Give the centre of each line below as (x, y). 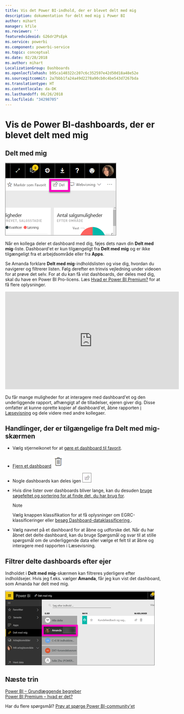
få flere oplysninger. (26, 285)
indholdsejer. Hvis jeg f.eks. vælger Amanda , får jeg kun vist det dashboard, (83, 579)
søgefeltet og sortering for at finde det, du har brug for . (69, 496)
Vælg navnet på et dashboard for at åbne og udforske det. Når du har (83, 530)
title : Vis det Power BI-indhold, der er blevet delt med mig (71, 10)
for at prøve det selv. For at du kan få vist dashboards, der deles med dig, (80, 274)
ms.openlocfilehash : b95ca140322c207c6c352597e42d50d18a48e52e (72, 73)
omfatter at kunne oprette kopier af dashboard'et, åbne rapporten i (73, 408)
